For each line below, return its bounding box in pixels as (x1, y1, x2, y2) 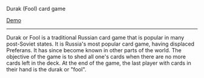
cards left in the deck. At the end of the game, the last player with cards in (6, 59, 191, 67)
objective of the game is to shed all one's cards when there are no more (6, 53, 186, 60)
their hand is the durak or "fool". (6, 66, 87, 73)
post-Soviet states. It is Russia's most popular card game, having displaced (6, 40, 195, 47)
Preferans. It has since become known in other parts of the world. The (6, 47, 182, 53)
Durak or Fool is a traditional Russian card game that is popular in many (6, 34, 185, 41)
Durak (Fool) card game (6, 5, 66, 12)
